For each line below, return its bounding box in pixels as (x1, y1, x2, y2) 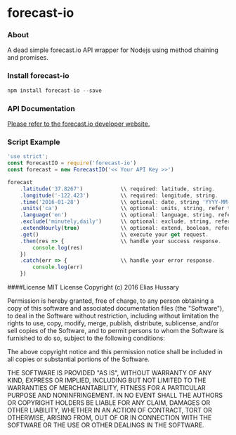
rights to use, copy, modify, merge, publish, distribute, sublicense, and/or (7, 319, 219, 327)
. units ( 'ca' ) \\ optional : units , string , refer (20, 205, 225, 212)
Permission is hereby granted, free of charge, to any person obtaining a (7, 297, 214, 305)
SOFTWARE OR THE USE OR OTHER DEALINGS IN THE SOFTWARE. (7, 421, 204, 429)
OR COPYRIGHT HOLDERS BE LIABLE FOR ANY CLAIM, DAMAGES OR (7, 398, 211, 407)
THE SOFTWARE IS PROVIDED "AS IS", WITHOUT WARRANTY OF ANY (7, 369, 212, 377)
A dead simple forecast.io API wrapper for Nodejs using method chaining (7, 46, 219, 54)
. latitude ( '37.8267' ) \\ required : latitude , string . (20, 185, 216, 193)
